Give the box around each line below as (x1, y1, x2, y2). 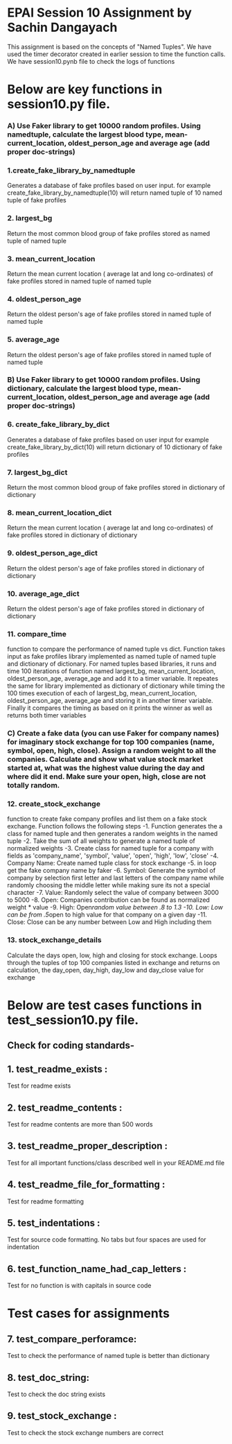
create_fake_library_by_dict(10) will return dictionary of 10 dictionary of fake (7, 442, 223, 451)
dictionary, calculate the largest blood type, (7, 383, 157, 393)
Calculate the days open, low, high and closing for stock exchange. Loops (7, 951, 217, 959)
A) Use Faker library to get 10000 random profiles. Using (7, 121, 201, 131)
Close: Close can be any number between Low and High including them (7, 918, 212, 926)
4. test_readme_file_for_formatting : (7, 1178, 166, 1190)
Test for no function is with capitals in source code (7, 1281, 152, 1290)
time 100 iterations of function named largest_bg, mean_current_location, (7, 667, 216, 675)
